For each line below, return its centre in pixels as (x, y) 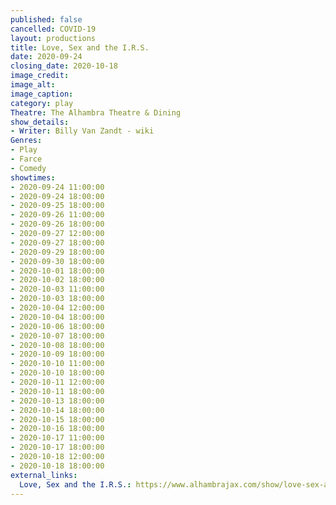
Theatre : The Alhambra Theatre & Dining (96, 112)
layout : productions (53, 38)
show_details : (40, 122)
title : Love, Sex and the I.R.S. (80, 47)
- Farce (26, 159)
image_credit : (40, 76)
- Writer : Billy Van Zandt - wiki (82, 131)
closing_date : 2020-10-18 (64, 66)
